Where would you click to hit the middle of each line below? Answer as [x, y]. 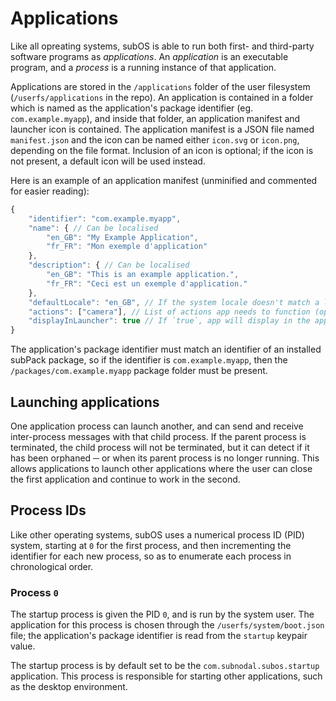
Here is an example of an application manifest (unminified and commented [164, 180]
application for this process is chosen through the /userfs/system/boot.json [167, 625]
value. [23, 646]
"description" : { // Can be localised [109, 265]
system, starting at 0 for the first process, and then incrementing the [151, 545]
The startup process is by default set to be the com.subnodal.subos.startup [165, 666]
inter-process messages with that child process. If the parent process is [158, 436]
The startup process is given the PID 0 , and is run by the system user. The [162, 614]
